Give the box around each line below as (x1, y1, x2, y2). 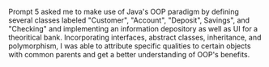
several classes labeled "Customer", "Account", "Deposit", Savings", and (8, 15, 250, 25)
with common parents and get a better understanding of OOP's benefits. (8, 50, 250, 59)
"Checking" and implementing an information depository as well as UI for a (8, 24, 258, 33)
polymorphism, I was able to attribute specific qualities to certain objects (8, 41, 251, 51)
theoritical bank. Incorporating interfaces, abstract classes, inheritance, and (8, 32, 262, 42)
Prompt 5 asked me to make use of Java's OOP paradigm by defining (8, 7, 239, 16)
